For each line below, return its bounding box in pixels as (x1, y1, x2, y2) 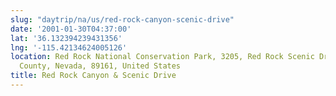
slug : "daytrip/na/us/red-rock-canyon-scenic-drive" (10, 14, 235, 25)
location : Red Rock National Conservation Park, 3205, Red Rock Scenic (10, 52, 315, 62)
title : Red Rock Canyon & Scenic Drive (10, 71, 177, 81)
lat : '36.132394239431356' (10, 33, 123, 43)
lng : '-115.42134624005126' (10, 42, 128, 53)
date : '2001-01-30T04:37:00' (10, 24, 132, 34)
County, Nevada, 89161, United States (19, 61, 182, 71)
